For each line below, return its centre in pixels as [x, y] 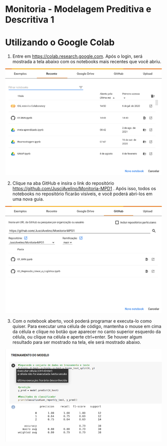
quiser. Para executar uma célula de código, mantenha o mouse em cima [87, 326]
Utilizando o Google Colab [60, 43]
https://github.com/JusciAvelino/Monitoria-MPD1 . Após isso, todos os [84, 189]
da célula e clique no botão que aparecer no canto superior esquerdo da [86, 332]
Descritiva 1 [30, 20]
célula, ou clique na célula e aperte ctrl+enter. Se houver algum [77, 336]
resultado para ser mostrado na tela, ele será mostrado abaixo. [77, 342]
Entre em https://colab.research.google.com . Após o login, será [77, 56]
